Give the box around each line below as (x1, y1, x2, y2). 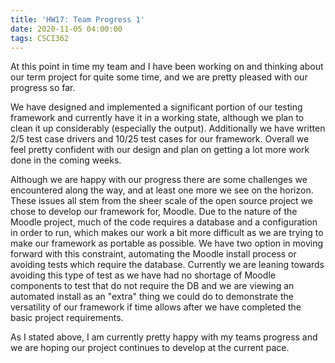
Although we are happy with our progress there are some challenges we (10, 174, 308, 186)
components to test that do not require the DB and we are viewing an (10, 280, 295, 292)
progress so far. (10, 82, 76, 94)
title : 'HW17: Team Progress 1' (10, 14, 145, 25)
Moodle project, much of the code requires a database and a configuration (10, 216, 318, 228)
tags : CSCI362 (10, 33, 70, 43)
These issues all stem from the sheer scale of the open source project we (10, 195, 313, 207)
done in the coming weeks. (10, 154, 122, 166)
